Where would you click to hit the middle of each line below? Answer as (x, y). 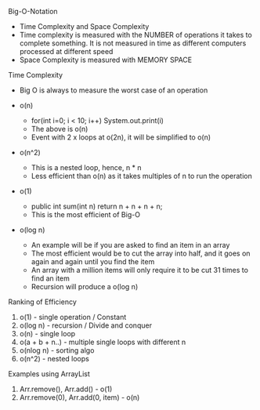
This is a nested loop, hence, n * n (87, 167)
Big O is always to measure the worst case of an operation (114, 90)
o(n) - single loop (47, 334)
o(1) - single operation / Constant (73, 317)
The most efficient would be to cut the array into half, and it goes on (141, 253)
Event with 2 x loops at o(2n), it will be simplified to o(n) (121, 137)
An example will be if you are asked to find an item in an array (130, 245)
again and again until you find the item (93, 261)
